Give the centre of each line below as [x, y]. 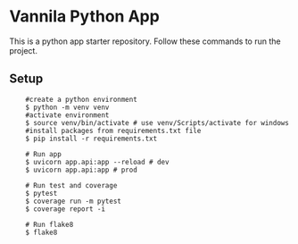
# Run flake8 [50, 224]
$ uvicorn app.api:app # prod [82, 170]
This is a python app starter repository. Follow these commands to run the [145, 41]
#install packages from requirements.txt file [113, 130]
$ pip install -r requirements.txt [91, 139]
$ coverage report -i [65, 209]
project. [24, 50]
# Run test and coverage [71, 185]
